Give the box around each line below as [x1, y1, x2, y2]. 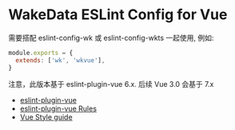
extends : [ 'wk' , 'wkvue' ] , [15, 56, 106, 65]
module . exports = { [8, 49, 74, 57]
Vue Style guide [19, 112, 74, 121]
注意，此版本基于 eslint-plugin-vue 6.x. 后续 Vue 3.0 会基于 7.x [8, 79, 214, 89]
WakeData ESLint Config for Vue [8, 6, 228, 24]
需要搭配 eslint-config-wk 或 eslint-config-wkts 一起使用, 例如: [8, 33, 214, 42]
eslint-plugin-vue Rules [19, 104, 98, 113]
